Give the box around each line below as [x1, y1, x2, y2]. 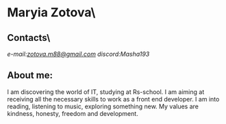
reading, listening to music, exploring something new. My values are [7, 102, 199, 110]
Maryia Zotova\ [7, 5, 96, 20]
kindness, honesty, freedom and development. [7, 109, 138, 117]
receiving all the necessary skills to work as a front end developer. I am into [7, 95, 220, 103]
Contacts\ [7, 32, 51, 44]
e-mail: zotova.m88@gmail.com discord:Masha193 [7, 50, 150, 58]
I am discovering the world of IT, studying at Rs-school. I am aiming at [7, 87, 205, 96]
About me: [7, 69, 53, 81]
